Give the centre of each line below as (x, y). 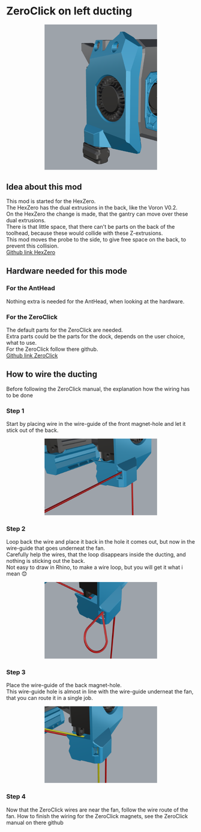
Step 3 (16, 672)
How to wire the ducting (52, 375)
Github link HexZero (31, 252)
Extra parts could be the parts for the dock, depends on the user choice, (96, 336)
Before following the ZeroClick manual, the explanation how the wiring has (98, 389)
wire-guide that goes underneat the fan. (55, 548)
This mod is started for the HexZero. (51, 201)
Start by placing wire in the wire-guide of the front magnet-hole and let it (96, 424)
